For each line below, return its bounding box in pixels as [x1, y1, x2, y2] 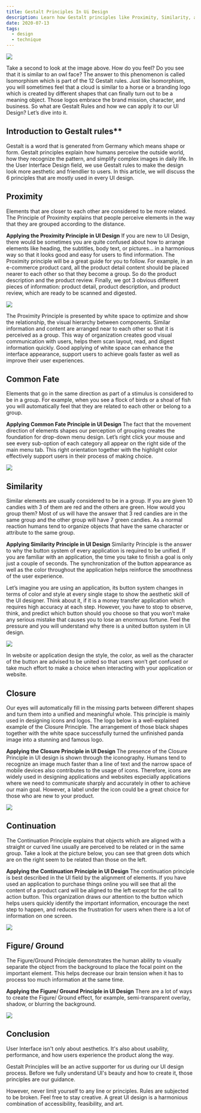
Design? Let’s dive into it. [6, 109, 68, 116]
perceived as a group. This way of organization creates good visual [6, 331, 172, 338]
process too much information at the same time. [6, 976, 124, 983]
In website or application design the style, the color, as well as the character [6, 652, 194, 659]
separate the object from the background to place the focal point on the [6, 963, 183, 970]
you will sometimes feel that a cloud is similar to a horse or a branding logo [6, 83, 191, 91]
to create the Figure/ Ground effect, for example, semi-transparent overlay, [6, 994, 191, 1001]
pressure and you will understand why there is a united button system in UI [6, 622, 191, 630]
